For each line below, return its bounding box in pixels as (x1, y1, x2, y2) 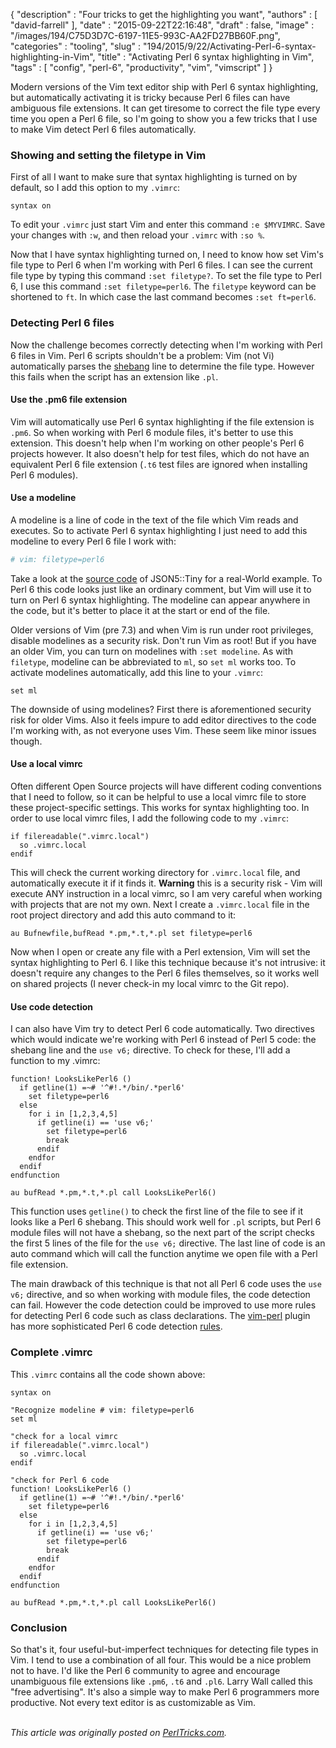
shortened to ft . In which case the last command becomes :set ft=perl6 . (10, 291, 317, 303)
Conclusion (10, 1620, 68, 1634)
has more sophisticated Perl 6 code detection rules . (10, 1320, 223, 1333)
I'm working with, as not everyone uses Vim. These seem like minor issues (10, 724, 317, 736)
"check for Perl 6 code (10, 1475, 110, 1485)
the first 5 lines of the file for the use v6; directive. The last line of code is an (10, 1237, 326, 1249)
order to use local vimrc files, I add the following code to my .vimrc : (10, 812, 290, 824)
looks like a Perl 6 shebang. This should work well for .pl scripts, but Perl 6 (10, 1216, 322, 1228)
